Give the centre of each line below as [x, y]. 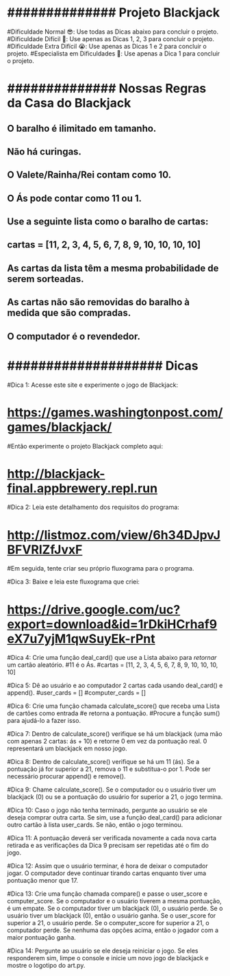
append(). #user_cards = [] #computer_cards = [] [76, 693]
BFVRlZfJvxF [45, 549]
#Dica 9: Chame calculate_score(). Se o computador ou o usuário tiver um [112, 789]
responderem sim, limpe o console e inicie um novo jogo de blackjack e [108, 958]
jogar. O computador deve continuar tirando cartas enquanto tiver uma [107, 873]
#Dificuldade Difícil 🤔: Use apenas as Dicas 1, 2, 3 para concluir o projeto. [111, 38]
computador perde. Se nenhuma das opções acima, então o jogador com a [113, 930]
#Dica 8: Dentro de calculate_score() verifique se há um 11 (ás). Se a [103, 762]
